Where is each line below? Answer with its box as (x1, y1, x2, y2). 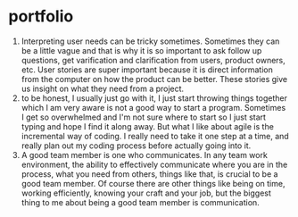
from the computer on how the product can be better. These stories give (21, 73, 288, 84)
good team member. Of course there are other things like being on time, (21, 178, 286, 188)
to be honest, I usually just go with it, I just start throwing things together (21, 92, 287, 104)
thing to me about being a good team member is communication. (21, 196, 260, 207)
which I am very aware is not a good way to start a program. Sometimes (21, 102, 286, 113)
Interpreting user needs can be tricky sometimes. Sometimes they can (21, 36, 280, 46)
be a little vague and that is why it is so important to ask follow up (21, 45, 262, 55)
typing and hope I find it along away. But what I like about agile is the (21, 121, 274, 131)
